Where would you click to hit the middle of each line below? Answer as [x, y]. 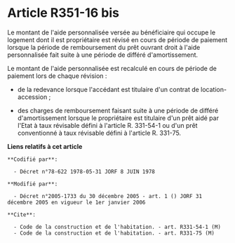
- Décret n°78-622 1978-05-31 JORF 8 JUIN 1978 [85, 171]
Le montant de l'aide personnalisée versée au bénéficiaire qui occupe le [112, 32]
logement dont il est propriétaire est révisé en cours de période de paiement [117, 39]
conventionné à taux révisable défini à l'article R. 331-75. [99, 133]
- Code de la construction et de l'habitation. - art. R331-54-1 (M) [117, 227]
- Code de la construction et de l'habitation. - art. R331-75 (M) [114, 233]
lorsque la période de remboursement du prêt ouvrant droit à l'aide [104, 47]
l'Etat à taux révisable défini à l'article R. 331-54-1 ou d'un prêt [107, 125]
